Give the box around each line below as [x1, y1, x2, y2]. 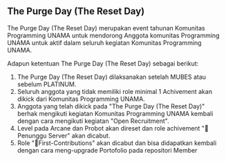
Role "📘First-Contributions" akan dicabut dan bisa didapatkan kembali [17, 138, 217, 147]
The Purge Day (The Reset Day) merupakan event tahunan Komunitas [7, 23, 205, 32]
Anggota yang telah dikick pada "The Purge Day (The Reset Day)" [17, 102, 205, 110]
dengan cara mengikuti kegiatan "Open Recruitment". [17, 117, 169, 125]
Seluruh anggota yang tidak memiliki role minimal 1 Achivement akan [17, 87, 213, 95]
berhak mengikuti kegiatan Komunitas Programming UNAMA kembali [17, 109, 214, 117]
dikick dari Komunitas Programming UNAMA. [17, 95, 145, 103]
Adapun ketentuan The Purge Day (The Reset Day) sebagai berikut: [7, 59, 199, 68]
